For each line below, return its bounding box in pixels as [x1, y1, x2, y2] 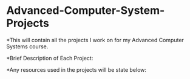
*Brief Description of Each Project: [6, 54, 93, 62]
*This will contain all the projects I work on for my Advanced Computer [6, 36, 184, 43]
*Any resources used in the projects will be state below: [6, 66, 147, 73]
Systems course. [6, 43, 49, 50]
